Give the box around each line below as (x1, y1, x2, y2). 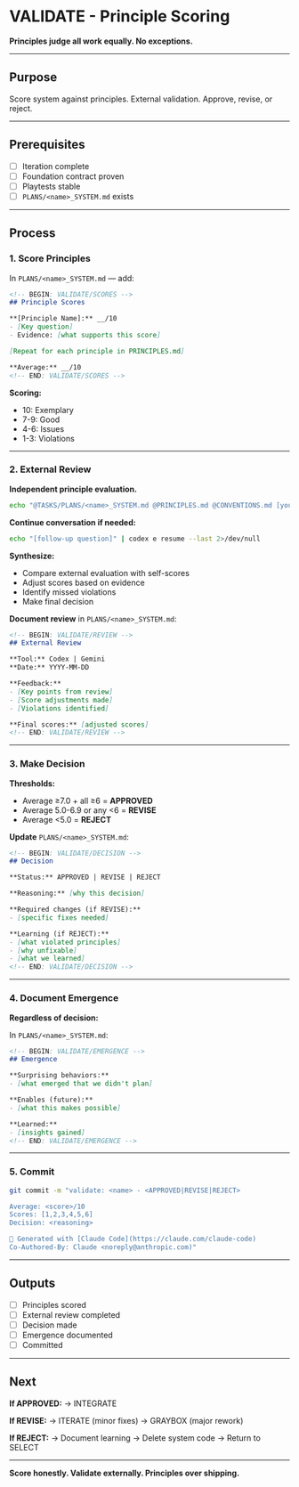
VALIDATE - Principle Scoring (9, 6, 230, 27)
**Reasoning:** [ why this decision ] (9, 889, 145, 898)
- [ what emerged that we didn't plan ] (9, 1079, 153, 1088)
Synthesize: (9, 550, 55, 561)
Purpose (9, 69, 58, 85)
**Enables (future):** (9, 1095, 93, 1105)
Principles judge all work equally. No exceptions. (9, 36, 193, 46)
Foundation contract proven (21, 171, 125, 182)
